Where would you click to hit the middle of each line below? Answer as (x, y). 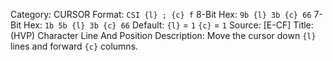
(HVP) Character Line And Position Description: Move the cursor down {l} (163, 35)
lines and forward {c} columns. (74, 46)
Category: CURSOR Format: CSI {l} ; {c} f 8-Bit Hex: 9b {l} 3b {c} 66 (161, 14)
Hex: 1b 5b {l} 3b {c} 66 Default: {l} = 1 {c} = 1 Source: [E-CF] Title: (168, 25)
